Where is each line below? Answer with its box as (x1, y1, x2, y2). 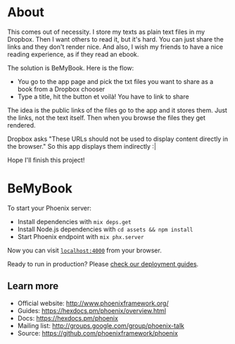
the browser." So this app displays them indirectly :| (7, 142, 157, 150)
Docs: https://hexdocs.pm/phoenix (17, 314, 118, 322)
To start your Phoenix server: (7, 204, 91, 212)
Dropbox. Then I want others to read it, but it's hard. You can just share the (7, 35, 224, 43)
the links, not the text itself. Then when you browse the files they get (7, 113, 206, 122)
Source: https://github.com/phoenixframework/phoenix (17, 328, 178, 337)
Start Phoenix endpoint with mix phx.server (17, 232, 144, 240)
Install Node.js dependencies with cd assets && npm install (17, 225, 193, 233)
